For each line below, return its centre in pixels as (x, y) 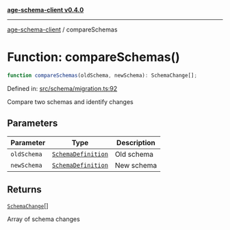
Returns (25, 190)
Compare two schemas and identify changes (70, 101)
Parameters (33, 124)
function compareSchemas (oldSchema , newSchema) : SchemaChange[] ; (102, 75)
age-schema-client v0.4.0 (46, 10)
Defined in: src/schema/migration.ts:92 (62, 88)
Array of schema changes (43, 219)
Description (136, 142)
